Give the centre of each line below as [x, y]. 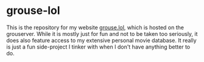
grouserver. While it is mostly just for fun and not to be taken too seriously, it [102, 33]
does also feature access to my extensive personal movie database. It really [101, 40]
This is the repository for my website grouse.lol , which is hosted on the [95, 27]
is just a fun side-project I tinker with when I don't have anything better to [98, 47]
